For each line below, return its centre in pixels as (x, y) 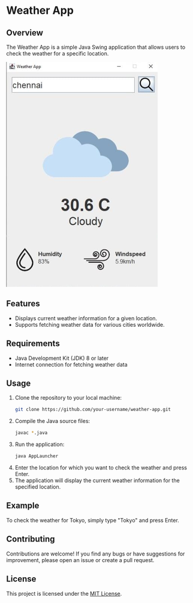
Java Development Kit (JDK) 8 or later (62, 358)
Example (23, 506)
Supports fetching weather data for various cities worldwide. (90, 324)
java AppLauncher (37, 456)
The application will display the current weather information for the (97, 481)
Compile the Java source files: (52, 421)
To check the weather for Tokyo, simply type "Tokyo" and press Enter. (93, 520)
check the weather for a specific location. (58, 54)
